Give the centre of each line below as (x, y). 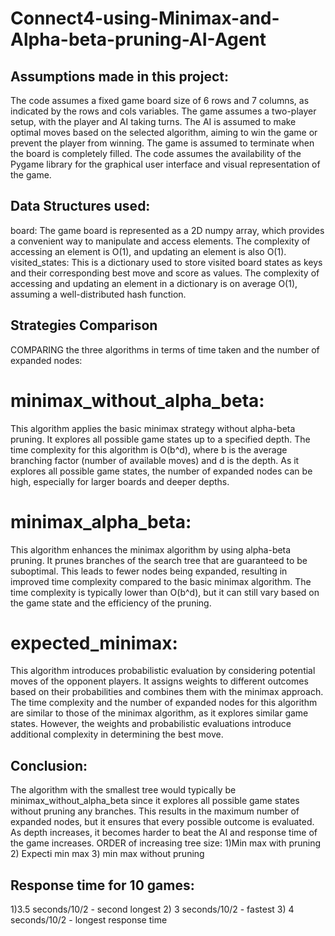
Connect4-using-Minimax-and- (145, 18)
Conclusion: (49, 765)
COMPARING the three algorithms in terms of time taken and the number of (165, 349)
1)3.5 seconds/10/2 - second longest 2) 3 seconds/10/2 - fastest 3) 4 (152, 909)
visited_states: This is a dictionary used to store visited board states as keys (166, 262)
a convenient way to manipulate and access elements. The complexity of (160, 241)
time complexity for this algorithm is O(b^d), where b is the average (149, 449)
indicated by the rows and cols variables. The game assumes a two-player (163, 111)
